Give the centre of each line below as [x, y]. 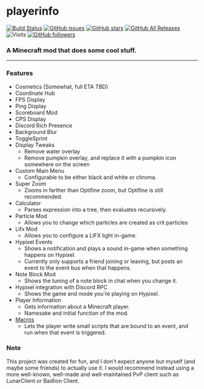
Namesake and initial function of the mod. [76, 313]
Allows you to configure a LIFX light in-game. [80, 235]
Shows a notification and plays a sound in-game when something [106, 248]
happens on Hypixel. [50, 254]
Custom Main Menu [40, 170]
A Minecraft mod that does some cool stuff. [71, 50]
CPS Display [31, 119]
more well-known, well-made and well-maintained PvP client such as [93, 374]
